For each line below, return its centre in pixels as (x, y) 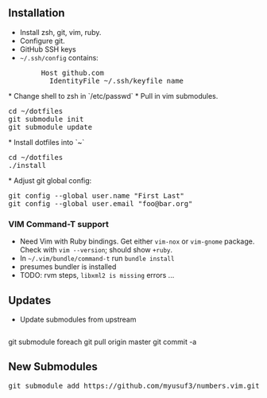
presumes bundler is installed (68, 267)
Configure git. (42, 41)
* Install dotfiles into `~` (46, 142)
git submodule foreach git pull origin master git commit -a (103, 341)
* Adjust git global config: (50, 180)
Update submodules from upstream (78, 319)
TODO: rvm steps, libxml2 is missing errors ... (97, 275)
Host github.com (73, 72)
